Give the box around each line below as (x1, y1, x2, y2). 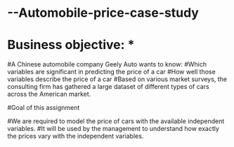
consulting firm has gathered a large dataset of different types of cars (7, 83, 209, 91)
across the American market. (7, 90, 91, 99)
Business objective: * (7, 37, 135, 53)
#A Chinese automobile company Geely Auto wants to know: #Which (7, 60, 207, 69)
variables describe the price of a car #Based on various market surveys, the (7, 75, 227, 83)
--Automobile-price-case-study (7, 5, 199, 21)
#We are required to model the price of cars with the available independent (7, 117, 225, 125)
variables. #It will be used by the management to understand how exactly (7, 125, 220, 133)
